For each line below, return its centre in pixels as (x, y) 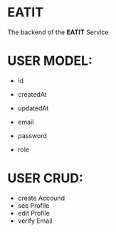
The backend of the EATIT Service (58, 32)
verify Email (35, 221)
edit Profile (33, 213)
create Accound (41, 198)
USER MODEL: (50, 61)
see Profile (33, 205)
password (32, 135)
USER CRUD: (46, 178)
